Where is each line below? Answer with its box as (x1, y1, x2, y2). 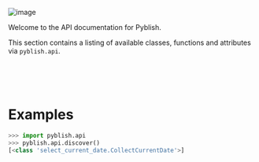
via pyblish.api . (8, 46, 61, 55)
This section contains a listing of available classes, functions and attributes (8, 38, 252, 47)
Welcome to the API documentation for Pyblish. (8, 23, 161, 31)
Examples (8, 106, 74, 123)
